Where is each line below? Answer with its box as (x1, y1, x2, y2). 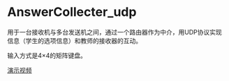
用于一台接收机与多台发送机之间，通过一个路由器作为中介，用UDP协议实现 (7, 28, 222, 36)
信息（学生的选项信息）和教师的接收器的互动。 (7, 36, 142, 45)
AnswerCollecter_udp (7, 4, 137, 20)
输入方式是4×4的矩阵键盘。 (7, 51, 87, 60)
